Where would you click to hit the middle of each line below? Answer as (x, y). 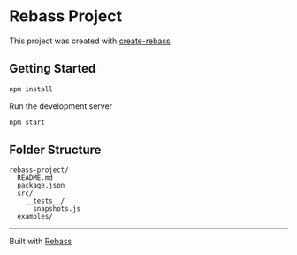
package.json (41, 186)
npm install (31, 89)
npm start (27, 122)
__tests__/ (45, 201)
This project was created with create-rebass (90, 41)
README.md (35, 178)
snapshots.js (57, 209)
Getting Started (53, 69)
